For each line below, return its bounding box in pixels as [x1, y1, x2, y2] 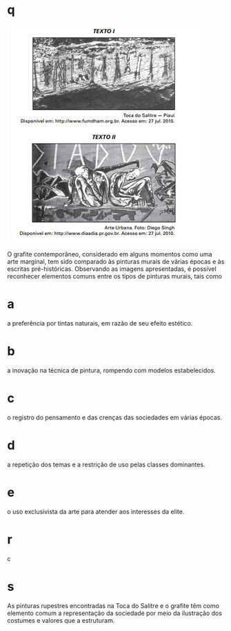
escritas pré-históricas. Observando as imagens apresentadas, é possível [7, 265, 217, 273]
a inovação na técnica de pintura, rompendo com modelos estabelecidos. [7, 366, 216, 375]
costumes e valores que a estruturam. [7, 616, 115, 624]
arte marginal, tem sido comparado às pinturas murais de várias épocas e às [7, 257, 225, 265]
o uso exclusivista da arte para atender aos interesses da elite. [7, 507, 185, 516]
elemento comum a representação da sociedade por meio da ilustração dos [7, 609, 223, 617]
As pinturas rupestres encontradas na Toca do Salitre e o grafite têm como [7, 601, 219, 610]
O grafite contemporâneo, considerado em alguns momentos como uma [7, 249, 212, 258]
